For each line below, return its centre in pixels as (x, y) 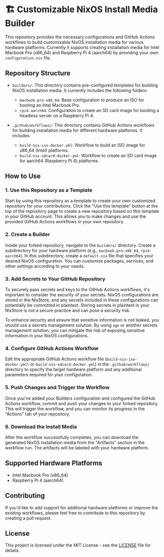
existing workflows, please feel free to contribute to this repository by (75, 513)
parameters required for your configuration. (49, 375)
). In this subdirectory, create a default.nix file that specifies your (87, 256)
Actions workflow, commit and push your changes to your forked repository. (82, 403)
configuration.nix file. (28, 58)
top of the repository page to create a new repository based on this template (82, 211)
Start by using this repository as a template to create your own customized (80, 201)
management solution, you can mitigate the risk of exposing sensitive (75, 330)
